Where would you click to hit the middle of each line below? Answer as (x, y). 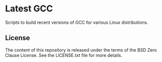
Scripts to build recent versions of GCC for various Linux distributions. (77, 22)
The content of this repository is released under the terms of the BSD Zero (81, 50)
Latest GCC (29, 9)
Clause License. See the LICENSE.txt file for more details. (64, 55)
